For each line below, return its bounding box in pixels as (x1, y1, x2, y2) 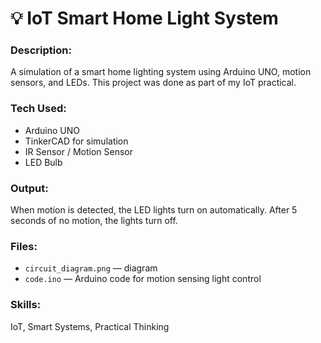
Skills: (10, 298, 42, 312)
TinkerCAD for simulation (24, 135, 129, 147)
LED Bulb (24, 156, 63, 168)
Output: (10, 181, 49, 195)
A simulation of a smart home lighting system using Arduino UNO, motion (10, 66, 312, 78)
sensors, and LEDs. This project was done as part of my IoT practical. (10, 77, 297, 89)
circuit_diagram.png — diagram (24, 262, 158, 274)
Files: (10, 240, 38, 253)
